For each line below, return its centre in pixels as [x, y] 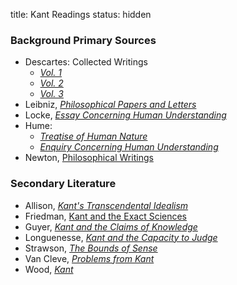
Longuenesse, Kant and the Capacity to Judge [121, 237]
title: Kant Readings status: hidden [81, 14]
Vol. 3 [51, 94]
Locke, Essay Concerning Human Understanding [125, 115]
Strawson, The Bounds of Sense [91, 248]
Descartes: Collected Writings [86, 62]
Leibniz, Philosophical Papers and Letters [110, 105]
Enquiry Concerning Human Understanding [129, 147]
